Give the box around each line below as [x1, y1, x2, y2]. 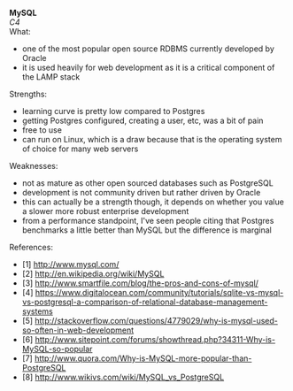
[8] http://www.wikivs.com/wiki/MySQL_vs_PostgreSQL [21, 372, 225, 382]
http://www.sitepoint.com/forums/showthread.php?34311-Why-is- [35, 334, 276, 344]
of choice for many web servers [21, 143, 139, 154]
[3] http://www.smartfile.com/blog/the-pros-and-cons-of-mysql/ [21, 278, 259, 288]
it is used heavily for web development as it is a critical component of [21, 62, 275, 73]
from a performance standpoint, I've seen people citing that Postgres [21, 216, 274, 226]
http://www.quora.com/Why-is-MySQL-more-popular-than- [34, 353, 252, 364]
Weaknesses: [9, 161, 58, 171]
